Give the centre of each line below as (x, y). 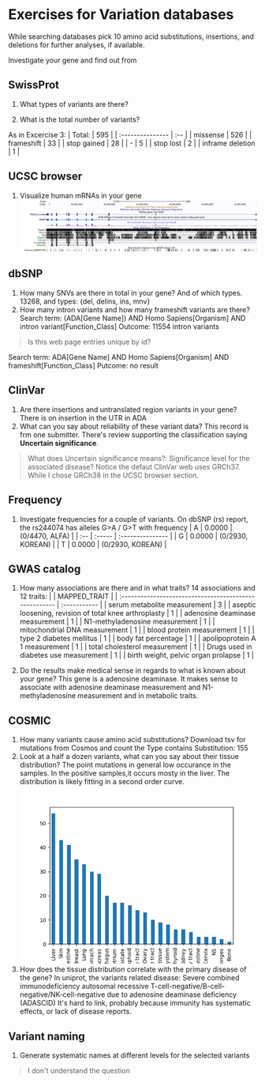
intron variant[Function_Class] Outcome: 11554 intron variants (119, 326)
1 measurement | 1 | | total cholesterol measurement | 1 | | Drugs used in (136, 647)
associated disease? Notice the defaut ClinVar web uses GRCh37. (134, 466)
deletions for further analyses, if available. (77, 44)
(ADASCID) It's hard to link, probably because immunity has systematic (135, 1003)
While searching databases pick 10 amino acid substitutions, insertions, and (131, 36)
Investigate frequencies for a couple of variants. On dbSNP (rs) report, (134, 519)
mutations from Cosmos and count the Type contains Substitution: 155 (134, 748)
